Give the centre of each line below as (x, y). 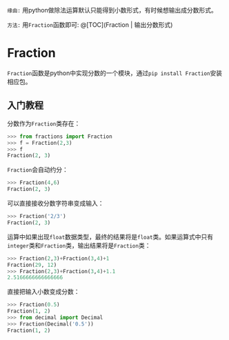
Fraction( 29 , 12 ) (32, 265)
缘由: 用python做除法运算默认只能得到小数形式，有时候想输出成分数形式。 (112, 10)
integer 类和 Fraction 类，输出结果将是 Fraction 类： (79, 245)
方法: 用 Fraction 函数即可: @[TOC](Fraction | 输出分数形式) (90, 25)
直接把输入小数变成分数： (43, 292)
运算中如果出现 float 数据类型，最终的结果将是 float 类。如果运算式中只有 (110, 237)
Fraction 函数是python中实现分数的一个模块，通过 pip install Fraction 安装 (115, 73)
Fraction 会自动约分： (38, 170)
